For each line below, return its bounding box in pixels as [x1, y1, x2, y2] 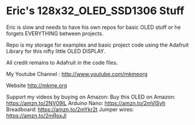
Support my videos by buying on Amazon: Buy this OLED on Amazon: [6, 93, 176, 100]
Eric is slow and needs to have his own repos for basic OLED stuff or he [6, 24, 181, 31]
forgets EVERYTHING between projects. [6, 29, 104, 37]
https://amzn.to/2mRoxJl [6, 112, 67, 119]
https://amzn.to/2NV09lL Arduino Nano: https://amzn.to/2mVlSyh [6, 99, 166, 107]
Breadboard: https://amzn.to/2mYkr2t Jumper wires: [6, 106, 135, 113]
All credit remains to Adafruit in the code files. [6, 59, 119, 66]
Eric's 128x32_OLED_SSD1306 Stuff [6, 4, 185, 18]
